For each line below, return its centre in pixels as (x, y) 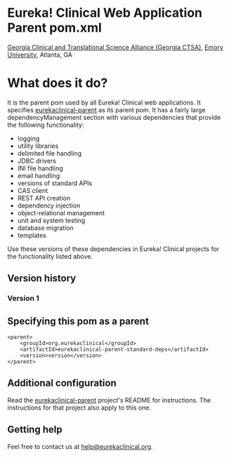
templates (32, 235)
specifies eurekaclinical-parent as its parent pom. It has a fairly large (106, 109)
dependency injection (49, 206)
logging (28, 138)
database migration (45, 228)
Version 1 (24, 298)
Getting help (35, 430)
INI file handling (40, 168)
